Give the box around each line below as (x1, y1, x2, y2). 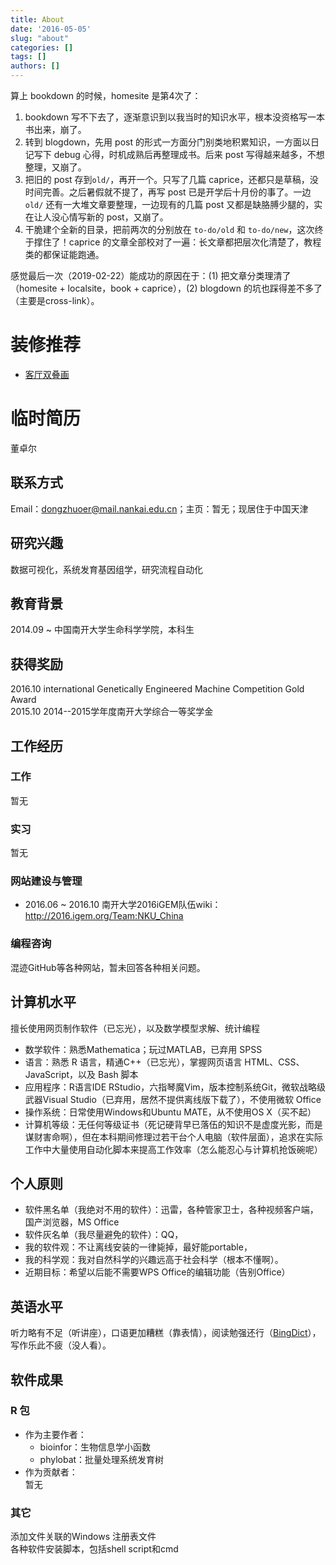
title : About (10, 14, 65, 25)
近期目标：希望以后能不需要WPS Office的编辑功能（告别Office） (24, 1266, 291, 1278)
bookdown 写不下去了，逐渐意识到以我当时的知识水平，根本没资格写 (24, 111, 308, 123)
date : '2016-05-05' (10, 24, 92, 34)
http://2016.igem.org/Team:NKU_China (24, 910, 184, 922)
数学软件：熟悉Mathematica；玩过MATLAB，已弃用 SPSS (24, 1043, 263, 1055)
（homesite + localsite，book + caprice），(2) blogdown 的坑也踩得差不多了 (10, 282, 323, 294)
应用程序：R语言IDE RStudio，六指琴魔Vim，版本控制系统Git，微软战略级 (24, 1081, 326, 1093)
